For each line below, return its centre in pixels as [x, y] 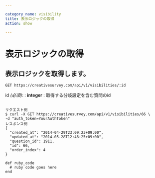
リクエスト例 [16, 110]
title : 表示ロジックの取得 [30, 19]
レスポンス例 [16, 124]
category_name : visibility [33, 14]
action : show [19, 23]
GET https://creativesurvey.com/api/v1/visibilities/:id [66, 86]
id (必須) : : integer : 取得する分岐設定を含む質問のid [58, 95]
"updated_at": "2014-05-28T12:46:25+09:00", [57, 137]
